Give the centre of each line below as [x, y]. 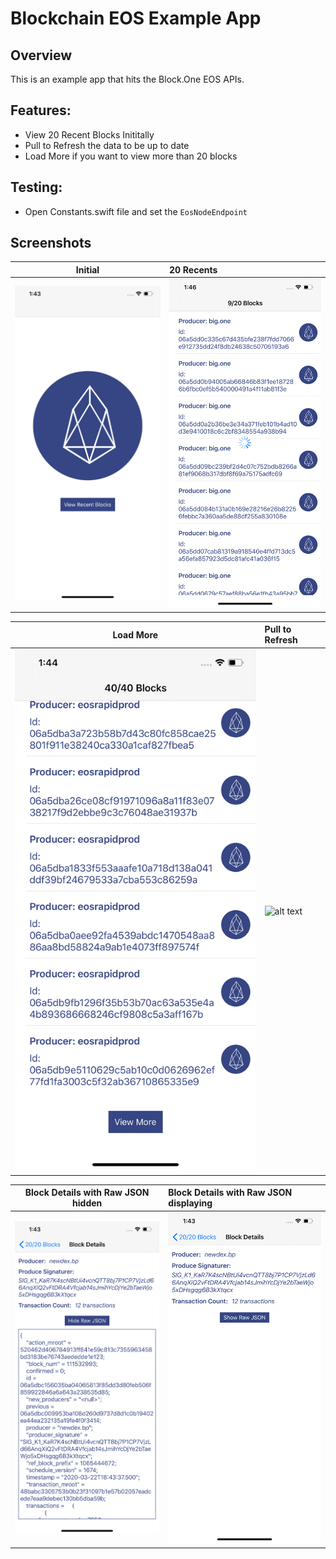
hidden [87, 1203]
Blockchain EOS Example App [136, 18]
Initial [87, 269]
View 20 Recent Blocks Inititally [89, 134]
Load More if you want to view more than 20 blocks [131, 156]
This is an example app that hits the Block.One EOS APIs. [127, 79]
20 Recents [193, 269]
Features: [41, 110]
